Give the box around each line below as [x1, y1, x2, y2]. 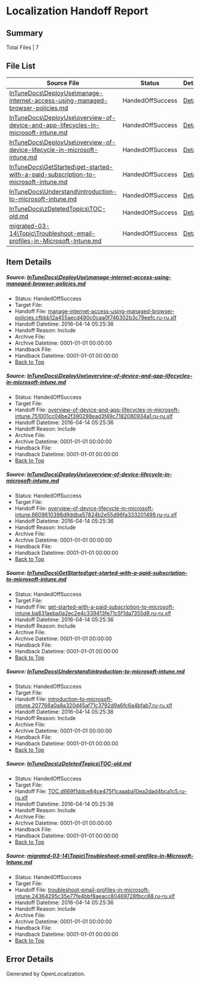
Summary [6, 28, 43, 38]
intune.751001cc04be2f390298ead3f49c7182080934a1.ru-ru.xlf [14, 413, 173, 420]
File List [6, 61, 36, 71]
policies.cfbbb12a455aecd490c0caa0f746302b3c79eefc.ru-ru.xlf [14, 314, 177, 321]
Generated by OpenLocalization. [6, 970, 86, 977]
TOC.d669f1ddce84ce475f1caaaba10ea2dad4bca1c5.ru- [48, 788, 187, 795]
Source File [46, 79, 79, 87]
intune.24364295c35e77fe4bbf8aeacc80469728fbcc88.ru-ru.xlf [14, 892, 176, 899]
